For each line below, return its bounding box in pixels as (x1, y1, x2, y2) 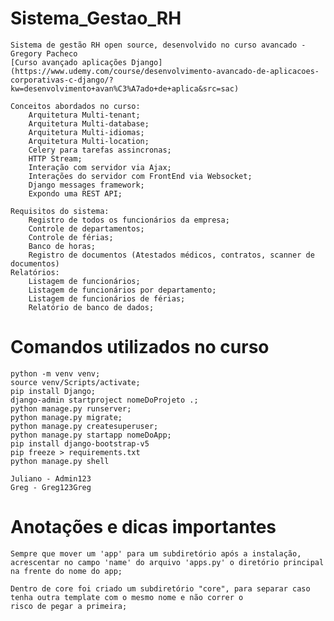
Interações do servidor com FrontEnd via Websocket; (28, 171, 253, 181)
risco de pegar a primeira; (10, 601, 128, 611)
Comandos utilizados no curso (10, 336, 270, 359)
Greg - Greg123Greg (10, 482, 92, 492)
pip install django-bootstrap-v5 (10, 438, 150, 449)
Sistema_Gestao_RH (10, 7, 182, 30)
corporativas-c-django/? (10, 75, 114, 85)
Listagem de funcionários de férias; (28, 293, 186, 304)
